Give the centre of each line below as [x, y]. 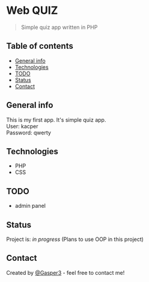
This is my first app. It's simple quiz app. [56, 120]
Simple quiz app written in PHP [59, 27]
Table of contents [40, 46]
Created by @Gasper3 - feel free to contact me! [65, 272]
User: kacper [22, 126]
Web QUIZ [32, 11]
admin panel [30, 206]
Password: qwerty [29, 133]
